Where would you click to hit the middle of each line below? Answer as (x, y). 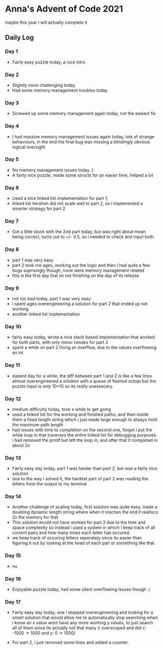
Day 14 (13, 497)
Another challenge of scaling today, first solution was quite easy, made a (85, 507)
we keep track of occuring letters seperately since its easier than (77, 538)
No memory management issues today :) (53, 170)
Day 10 (13, 326)
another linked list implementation (46, 314)
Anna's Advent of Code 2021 (64, 9)
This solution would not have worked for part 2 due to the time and (79, 522)
